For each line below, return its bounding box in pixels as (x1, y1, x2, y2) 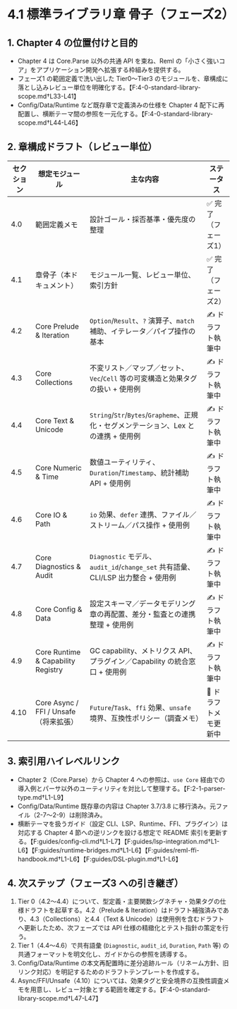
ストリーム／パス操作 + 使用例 (89, 520, 190, 530)
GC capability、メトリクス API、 (89, 646, 197, 656)
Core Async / (35, 697, 79, 707)
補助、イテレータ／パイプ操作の (89, 326, 196, 336)
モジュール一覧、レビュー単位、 (89, 269, 195, 279)
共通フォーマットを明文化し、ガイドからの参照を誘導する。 (17, 950, 191, 959)
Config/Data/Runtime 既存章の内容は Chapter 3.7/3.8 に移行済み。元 (17, 802, 217, 810)
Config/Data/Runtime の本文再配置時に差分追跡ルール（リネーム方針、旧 (17, 959, 229, 967)
